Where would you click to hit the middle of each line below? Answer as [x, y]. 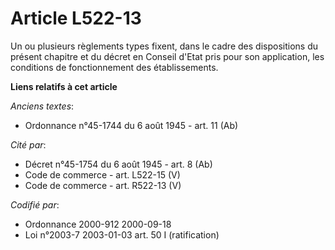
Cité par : [28, 144]
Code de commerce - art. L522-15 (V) [102, 174]
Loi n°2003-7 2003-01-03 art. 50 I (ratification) [122, 234]
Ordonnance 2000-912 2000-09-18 [98, 224]
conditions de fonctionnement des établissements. [114, 67]
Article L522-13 [76, 18]
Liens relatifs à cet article [64, 86]
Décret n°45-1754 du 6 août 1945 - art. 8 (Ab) [118, 164]
